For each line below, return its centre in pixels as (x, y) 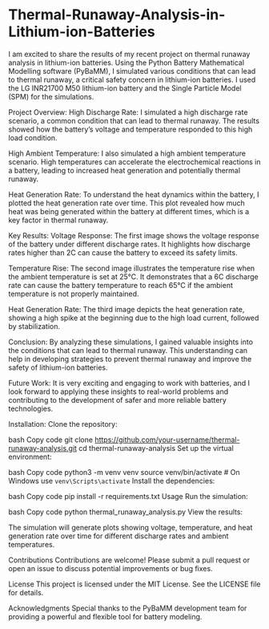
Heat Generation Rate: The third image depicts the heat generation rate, (126, 309)
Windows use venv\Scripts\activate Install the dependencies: (112, 481)
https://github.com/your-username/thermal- (167, 440)
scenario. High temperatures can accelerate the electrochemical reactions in (134, 161)
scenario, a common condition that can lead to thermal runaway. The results (134, 120)
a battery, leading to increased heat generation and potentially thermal (124, 170)
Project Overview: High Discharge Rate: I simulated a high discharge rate (128, 112)
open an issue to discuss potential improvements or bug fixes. (111, 568)
